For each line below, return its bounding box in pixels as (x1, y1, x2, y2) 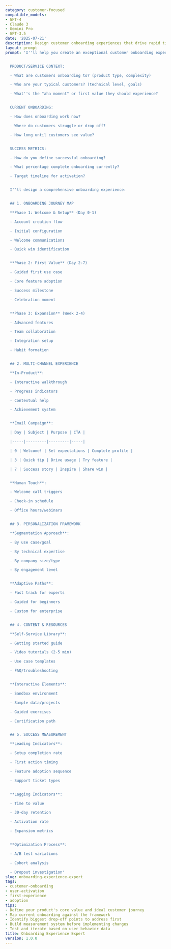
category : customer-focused (5, 7, 65, 13)
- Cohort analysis (10, 860, 49, 866)
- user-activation (5, 888, 44, 894)
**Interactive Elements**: (10, 682, 67, 687)
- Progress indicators (10, 389, 58, 394)
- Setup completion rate (10, 751, 63, 756)
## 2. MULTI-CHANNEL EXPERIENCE (10, 361, 79, 366)
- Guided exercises (10, 709, 51, 714)
